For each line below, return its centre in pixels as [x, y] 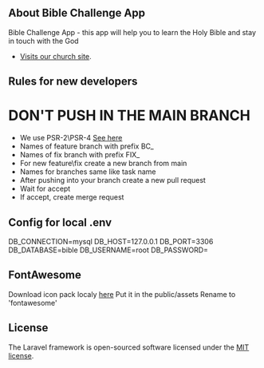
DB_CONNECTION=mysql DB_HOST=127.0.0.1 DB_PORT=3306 [111, 241]
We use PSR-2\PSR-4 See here [71, 138]
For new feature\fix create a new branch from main [103, 164]
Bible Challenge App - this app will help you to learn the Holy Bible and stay [132, 32]
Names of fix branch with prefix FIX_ [80, 155]
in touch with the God [43, 41]
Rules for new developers [73, 82]
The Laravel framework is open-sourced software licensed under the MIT [129, 347]
